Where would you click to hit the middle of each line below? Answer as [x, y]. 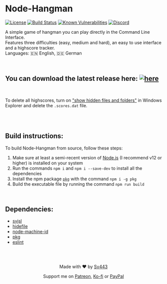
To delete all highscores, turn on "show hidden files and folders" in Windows [83, 100]
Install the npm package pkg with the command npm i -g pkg [74, 179]
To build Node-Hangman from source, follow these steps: [64, 148]
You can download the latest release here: [72, 79]
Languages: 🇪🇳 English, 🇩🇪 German [43, 53]
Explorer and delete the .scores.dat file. [46, 105]
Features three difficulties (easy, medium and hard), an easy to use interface [83, 42]
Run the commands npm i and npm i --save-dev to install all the [77, 168]
